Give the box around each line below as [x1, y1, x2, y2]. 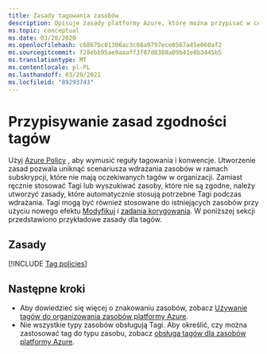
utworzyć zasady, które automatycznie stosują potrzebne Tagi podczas [8, 189, 242, 199]
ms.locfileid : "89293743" [8, 78, 94, 86]
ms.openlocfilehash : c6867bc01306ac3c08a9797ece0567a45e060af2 [8, 41, 222, 49]
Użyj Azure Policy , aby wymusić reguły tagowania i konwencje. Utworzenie [8, 156, 256, 165]
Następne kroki [8, 282, 86, 295]
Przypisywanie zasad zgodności [8, 112, 227, 130]
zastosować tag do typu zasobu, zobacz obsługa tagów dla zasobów [19, 329, 246, 338]
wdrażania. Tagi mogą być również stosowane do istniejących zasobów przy [8, 198, 259, 208]
